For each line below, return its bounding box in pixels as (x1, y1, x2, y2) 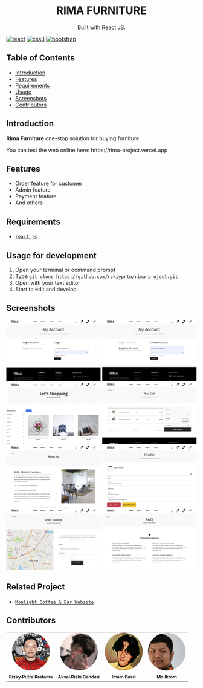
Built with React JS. (77, 24, 126, 31)
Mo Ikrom (156, 674, 177, 680)
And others (14, 199, 43, 206)
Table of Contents (6, 53, 76, 63)
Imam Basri (111, 674, 136, 680)
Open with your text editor (14, 279, 80, 286)
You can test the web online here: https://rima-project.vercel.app (6, 146, 168, 154)
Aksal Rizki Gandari (57, 674, 100, 680)
